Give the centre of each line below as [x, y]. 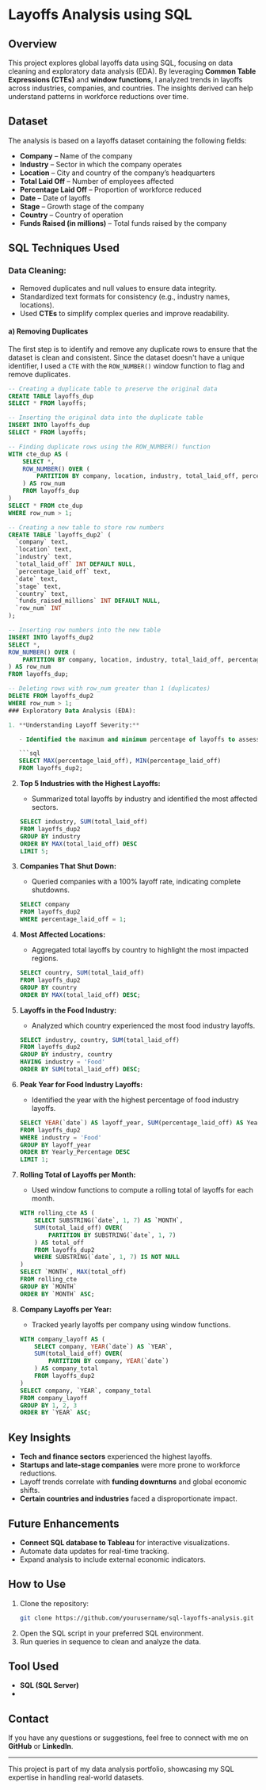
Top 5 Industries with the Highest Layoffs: [90, 784]
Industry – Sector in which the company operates [101, 164]
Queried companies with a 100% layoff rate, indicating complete [136, 882]
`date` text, [37, 579]
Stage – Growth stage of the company [82, 206]
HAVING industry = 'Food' [62, 1062]
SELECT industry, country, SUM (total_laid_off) [99, 1040]
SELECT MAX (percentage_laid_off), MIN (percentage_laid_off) [120, 761]
